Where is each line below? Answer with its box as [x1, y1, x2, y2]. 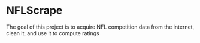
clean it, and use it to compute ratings [6, 29, 100, 36]
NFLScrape [6, 4, 63, 17]
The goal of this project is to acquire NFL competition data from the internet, [6, 23, 195, 30]
